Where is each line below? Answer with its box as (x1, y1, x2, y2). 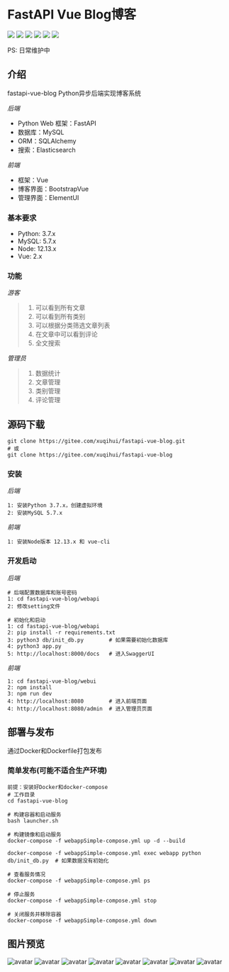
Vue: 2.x (17, 252, 43, 261)
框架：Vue (17, 175, 48, 184)
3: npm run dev (7, 690, 52, 697)
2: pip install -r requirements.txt (7, 629, 116, 636)
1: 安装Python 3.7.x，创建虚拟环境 (7, 502, 103, 509)
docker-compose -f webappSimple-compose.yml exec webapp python (7, 849, 201, 856)
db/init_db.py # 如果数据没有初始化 (7, 857, 109, 864)
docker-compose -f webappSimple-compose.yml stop (7, 897, 157, 904)
